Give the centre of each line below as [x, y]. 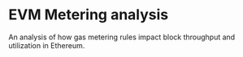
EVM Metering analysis [89, 15]
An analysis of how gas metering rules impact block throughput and [122, 37]
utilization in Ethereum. [47, 45]
